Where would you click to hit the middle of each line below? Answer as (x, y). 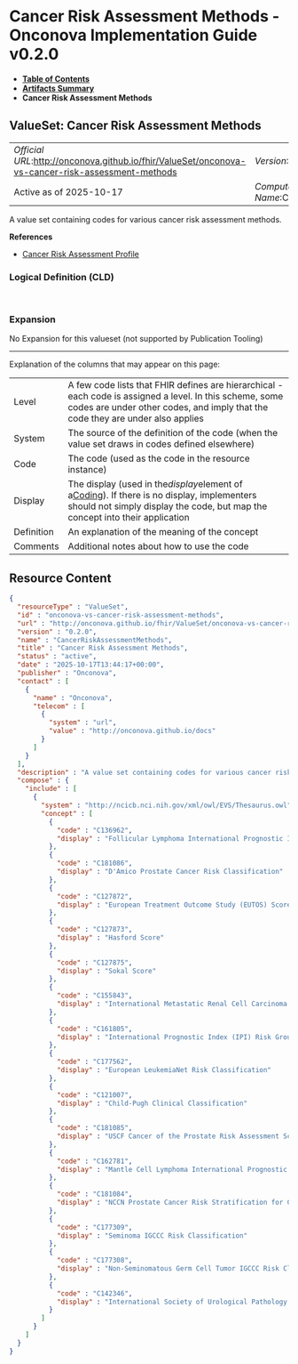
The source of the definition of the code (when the (173, 433)
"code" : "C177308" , (94, 1261)
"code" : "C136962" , (94, 830)
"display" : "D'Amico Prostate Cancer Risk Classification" (170, 872)
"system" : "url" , (82, 722)
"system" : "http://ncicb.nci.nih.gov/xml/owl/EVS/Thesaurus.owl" (166, 806)
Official (29, 149)
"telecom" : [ (59, 706)
